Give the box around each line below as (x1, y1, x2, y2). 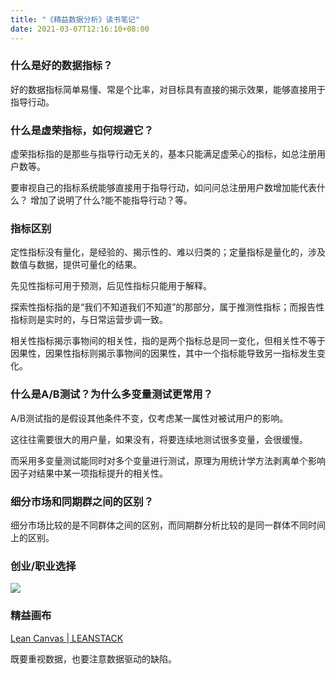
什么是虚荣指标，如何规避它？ (10, 123, 155, 137)
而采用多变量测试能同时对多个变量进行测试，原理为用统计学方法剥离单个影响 (10, 454, 326, 466)
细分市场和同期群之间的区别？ (10, 494, 155, 508)
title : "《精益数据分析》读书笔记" (10, 14, 141, 25)
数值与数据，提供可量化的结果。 (10, 259, 142, 271)
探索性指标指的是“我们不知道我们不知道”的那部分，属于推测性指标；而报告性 (10, 301, 325, 313)
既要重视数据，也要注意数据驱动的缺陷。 (10, 652, 177, 665)
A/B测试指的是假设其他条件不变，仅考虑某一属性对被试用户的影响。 (10, 412, 289, 424)
